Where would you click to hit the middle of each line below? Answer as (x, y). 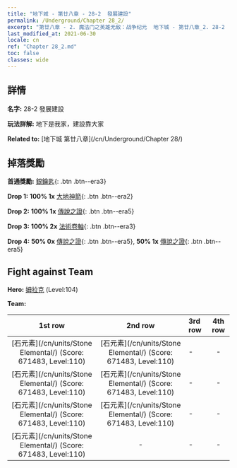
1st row (52, 326)
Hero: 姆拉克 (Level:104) (43, 290)
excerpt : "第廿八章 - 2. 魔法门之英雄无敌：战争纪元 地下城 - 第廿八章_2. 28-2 (116, 27)
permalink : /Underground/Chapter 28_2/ (66, 21)
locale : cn (23, 40)
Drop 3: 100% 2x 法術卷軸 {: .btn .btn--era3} (72, 226)
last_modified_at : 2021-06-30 (52, 34)
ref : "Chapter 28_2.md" (42, 47)
